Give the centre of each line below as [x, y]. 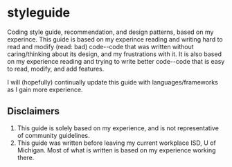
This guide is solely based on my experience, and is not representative [118, 128]
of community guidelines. [53, 135]
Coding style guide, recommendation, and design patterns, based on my [110, 32]
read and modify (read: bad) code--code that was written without [100, 46]
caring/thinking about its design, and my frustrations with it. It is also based [114, 54]
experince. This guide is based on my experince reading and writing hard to [115, 39]
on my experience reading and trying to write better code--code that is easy [116, 61]
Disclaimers [34, 111]
